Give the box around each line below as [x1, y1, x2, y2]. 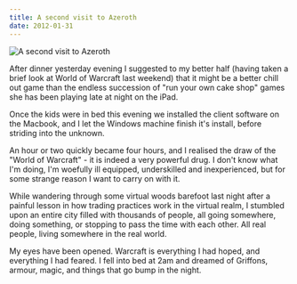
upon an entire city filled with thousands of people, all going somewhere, [9, 209, 277, 220]
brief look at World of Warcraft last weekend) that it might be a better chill [9, 72, 278, 83]
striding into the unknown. [9, 127, 105, 138]
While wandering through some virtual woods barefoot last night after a [9, 191, 271, 201]
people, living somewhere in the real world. [9, 228, 167, 239]
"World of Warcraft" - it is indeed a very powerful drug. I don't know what [9, 154, 278, 165]
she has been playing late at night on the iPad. [9, 91, 179, 102]
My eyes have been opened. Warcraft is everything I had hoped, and [9, 246, 261, 256]
